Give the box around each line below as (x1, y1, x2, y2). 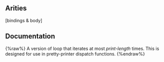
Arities (5, 4, 27, 13)
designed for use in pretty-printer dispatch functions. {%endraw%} (5, 50, 145, 57)
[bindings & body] (5, 17, 43, 23)
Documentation (5, 32, 56, 41)
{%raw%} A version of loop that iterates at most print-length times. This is (5, 45, 159, 51)
